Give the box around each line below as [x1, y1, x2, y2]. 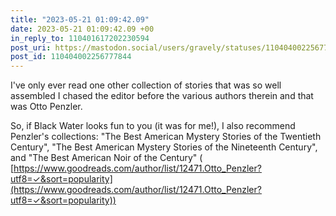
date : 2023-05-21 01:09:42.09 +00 [10, 24, 155, 34]
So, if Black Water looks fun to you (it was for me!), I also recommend [10, 120, 296, 132]
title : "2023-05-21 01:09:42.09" [10, 14, 150, 25]
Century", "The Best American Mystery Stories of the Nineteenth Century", [10, 141, 318, 153]
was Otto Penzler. [10, 101, 83, 113]
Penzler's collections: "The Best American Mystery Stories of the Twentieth [10, 131, 322, 143]
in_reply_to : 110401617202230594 [10, 33, 150, 43]
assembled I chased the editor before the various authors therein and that [10, 90, 314, 102]
